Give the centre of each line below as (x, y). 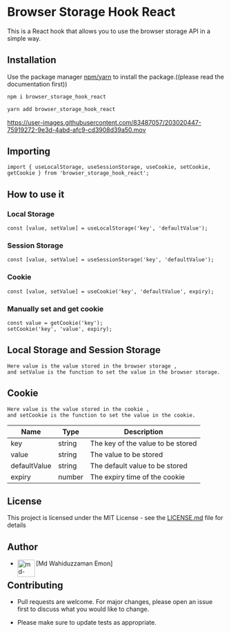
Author (22, 546)
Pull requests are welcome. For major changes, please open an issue (115, 601)
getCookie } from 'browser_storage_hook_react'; (78, 173)
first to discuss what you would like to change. (83, 609)
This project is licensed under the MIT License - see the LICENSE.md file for (115, 518)
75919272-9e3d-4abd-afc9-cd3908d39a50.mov (77, 130)
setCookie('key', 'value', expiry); (60, 329)
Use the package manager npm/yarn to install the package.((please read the (115, 77)
